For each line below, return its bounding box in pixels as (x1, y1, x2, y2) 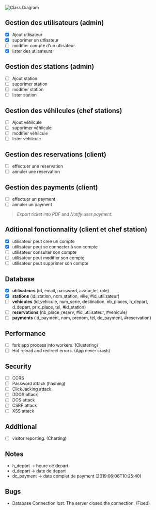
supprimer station (12, 81, 47, 87)
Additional (5, 422, 37, 431)
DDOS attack (12, 392, 38, 397)
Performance (5, 329, 46, 338)
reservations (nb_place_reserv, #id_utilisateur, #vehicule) (12, 309, 127, 315)
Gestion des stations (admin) (5, 62, 94, 71)
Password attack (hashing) (12, 380, 66, 387)
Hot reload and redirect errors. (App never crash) (12, 348, 110, 354)
